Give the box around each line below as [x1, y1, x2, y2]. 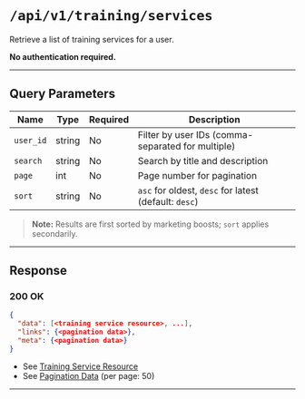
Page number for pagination [137, 169, 257, 181]
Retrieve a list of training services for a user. [9, 34, 174, 44]
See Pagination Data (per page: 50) [22, 370, 155, 381]
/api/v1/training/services [9, 7, 213, 24]
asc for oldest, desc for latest [137, 184, 259, 197]
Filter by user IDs [137, 128, 211, 141]
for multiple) [182, 140, 236, 152]
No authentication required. [9, 51, 116, 62]
